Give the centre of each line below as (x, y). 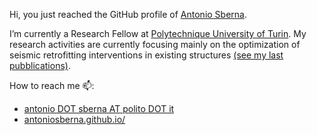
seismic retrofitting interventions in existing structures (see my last (146, 55)
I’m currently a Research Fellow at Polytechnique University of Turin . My (158, 33)
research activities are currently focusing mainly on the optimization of (155, 44)
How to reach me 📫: (52, 85)
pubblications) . (40, 65)
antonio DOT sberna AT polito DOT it (99, 108)
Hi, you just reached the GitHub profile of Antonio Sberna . (128, 14)
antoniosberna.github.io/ (74, 119)
